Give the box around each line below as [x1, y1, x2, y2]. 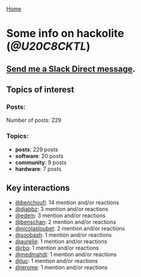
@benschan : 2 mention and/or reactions [15, 218, 117, 226]
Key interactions [6, 182, 70, 193]
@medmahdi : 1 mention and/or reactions [15, 251, 117, 258]
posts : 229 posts [15, 146, 58, 153]
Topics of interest [6, 84, 75, 95]
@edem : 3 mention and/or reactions [15, 212, 106, 219]
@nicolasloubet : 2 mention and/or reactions [15, 225, 125, 232]
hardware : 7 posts [15, 165, 62, 173]
